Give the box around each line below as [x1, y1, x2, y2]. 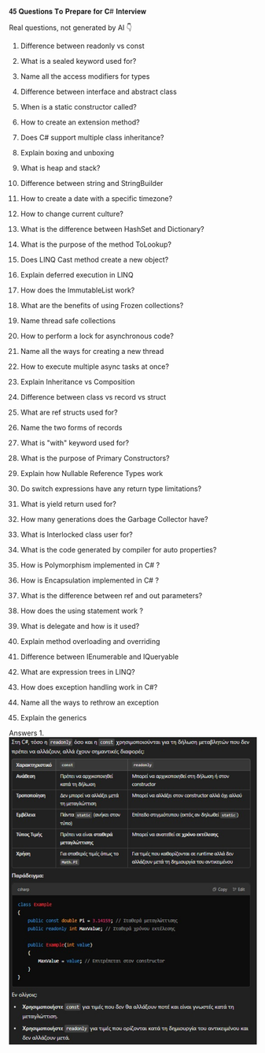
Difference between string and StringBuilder [20, 179, 164, 188]
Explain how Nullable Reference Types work [20, 469, 164, 478]
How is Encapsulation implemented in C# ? [20, 575, 160, 585]
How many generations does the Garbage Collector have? [20, 515, 208, 523]
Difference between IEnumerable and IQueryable [20, 652, 179, 661]
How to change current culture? [20, 209, 124, 218]
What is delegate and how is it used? [20, 622, 140, 631]
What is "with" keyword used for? [20, 438, 129, 448]
